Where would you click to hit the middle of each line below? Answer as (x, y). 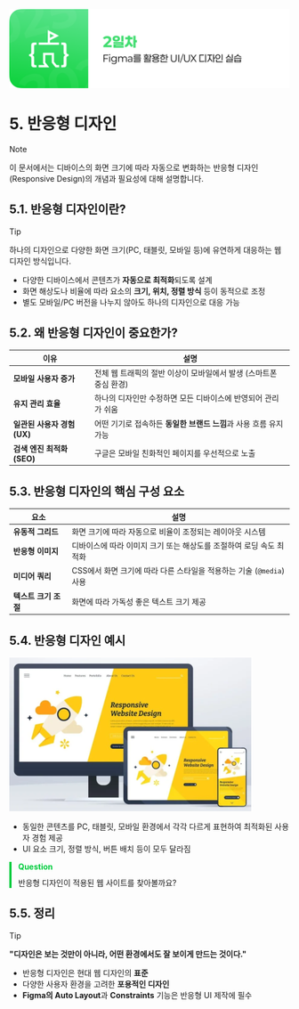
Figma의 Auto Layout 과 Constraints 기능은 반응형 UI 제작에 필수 (137, 995)
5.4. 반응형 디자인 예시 (68, 640)
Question (36, 867)
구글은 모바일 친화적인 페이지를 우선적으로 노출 (175, 453)
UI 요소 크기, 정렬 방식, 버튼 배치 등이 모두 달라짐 (106, 849)
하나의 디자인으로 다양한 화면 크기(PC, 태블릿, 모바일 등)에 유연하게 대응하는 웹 (145, 249)
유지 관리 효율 (36, 403)
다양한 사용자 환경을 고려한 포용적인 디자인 (96, 984)
